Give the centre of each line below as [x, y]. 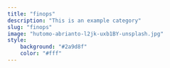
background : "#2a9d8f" [54, 47]
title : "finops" [31, 14]
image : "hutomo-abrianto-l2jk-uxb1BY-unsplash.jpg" [85, 34]
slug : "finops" [30, 27]
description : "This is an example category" [74, 21]
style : [17, 40]
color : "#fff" [41, 54]
